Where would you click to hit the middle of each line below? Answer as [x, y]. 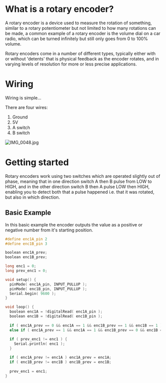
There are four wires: [26, 107]
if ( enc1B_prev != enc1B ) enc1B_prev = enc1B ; [61, 362]
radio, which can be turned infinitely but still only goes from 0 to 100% [77, 39]
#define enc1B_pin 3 [26, 244]
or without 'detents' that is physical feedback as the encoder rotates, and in [82, 58]
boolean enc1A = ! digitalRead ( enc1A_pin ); [56, 312]
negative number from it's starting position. [49, 230]
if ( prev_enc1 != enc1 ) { [39, 339]
